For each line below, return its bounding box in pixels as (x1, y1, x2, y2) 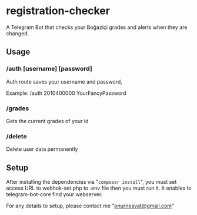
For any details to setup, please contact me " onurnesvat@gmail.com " (6, 202, 175, 210)
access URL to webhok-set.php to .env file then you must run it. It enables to (6, 184, 192, 192)
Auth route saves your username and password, (6, 78, 122, 85)
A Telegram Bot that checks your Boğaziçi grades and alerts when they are (6, 24, 188, 31)
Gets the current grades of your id (6, 117, 89, 124)
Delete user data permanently (6, 145, 78, 153)
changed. (6, 29, 29, 37)
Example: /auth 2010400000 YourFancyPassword (6, 90, 126, 97)
